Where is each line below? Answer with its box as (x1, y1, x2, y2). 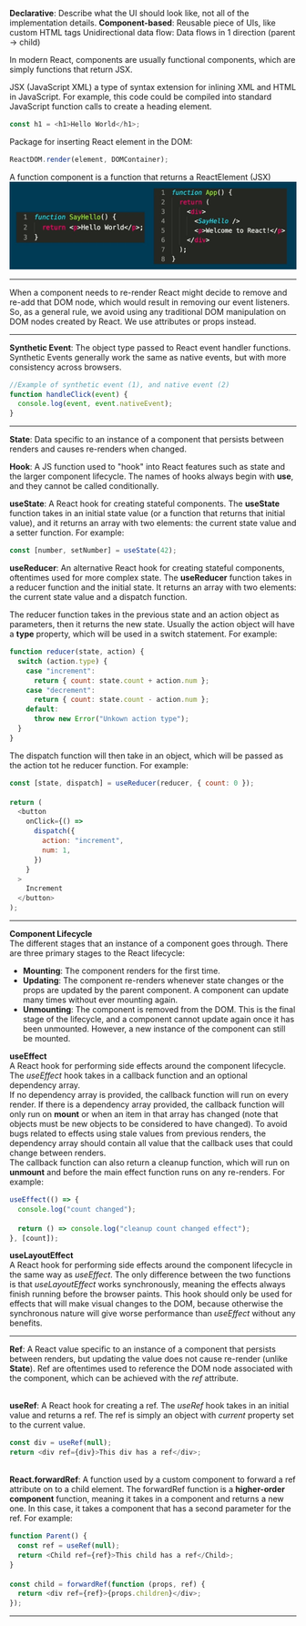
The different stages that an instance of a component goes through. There (9, 938, 289, 950)
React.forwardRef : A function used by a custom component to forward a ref (9, 1474, 296, 1485)
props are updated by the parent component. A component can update (22, 985, 290, 996)
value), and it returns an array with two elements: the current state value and (9, 518, 297, 529)
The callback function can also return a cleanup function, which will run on (9, 1157, 290, 1168)
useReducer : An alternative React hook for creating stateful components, (9, 563, 285, 574)
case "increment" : (25, 666, 96, 676)
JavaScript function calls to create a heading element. (9, 101, 212, 112)
